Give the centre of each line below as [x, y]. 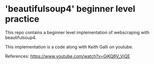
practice [22, 19]
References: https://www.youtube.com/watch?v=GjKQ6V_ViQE [68, 56]
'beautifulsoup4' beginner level [70, 9]
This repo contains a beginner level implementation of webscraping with [77, 32]
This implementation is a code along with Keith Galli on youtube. [69, 47]
